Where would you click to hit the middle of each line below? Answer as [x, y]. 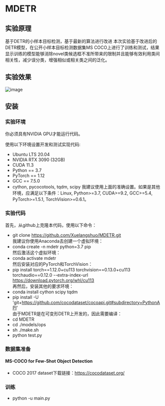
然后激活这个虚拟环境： [36, 252]
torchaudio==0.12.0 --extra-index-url [50, 275]
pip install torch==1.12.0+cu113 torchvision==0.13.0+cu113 [71, 269]
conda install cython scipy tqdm [45, 292]
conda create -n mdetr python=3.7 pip [51, 246]
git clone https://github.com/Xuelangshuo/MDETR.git [67, 235]
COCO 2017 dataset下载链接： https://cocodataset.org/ [69, 373]
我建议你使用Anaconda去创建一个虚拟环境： [58, 241]
